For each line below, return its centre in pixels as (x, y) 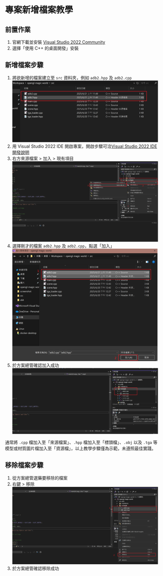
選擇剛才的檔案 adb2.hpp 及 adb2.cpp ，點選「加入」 (63, 246)
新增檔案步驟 (24, 65)
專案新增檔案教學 (39, 10)
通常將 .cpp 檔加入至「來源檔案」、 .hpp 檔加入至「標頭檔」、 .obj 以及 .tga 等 (81, 442)
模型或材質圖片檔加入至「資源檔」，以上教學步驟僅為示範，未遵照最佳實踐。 (81, 448)
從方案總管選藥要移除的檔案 (40, 478)
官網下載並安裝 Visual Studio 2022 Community (58, 42)
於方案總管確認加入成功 (35, 365)
